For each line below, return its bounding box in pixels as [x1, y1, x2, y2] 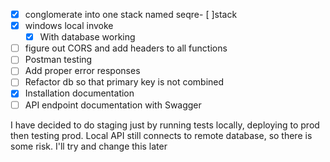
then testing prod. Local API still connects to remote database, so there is [10, 129, 313, 141]
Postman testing [24, 54, 93, 66]
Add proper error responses [24, 65, 141, 77]
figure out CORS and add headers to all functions [24, 42, 228, 54]
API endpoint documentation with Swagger [24, 99, 202, 111]
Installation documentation [24, 87, 135, 99]
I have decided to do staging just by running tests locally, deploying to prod [10, 119, 320, 131]
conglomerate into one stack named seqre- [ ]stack [24, 9, 238, 20]
